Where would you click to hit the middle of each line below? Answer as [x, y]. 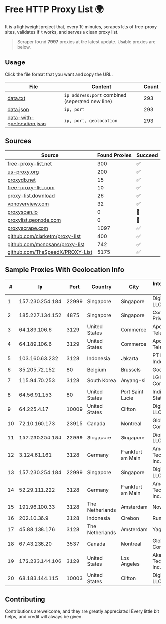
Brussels [131, 370]
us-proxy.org [23, 172]
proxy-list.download [31, 195]
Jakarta [129, 359]
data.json [18, 109]
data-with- [21, 117]
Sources [18, 141]
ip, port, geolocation [91, 120]
